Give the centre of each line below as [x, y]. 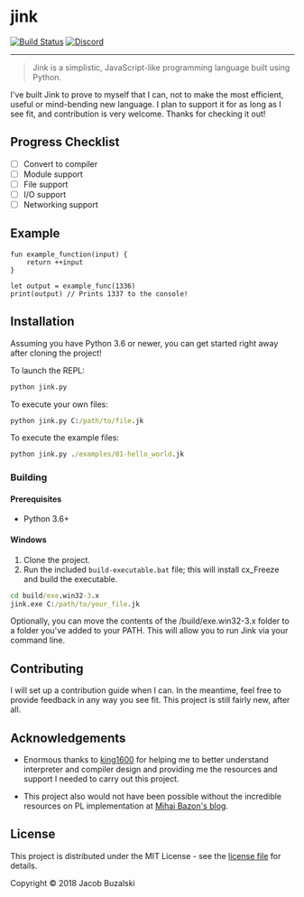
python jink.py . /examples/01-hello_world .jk [97, 454]
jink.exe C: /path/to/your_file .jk [75, 604]
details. [24, 865]
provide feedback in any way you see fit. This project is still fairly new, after [150, 700]
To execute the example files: [65, 438]
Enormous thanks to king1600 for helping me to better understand [146, 760]
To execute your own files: [60, 404]
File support [46, 184]
